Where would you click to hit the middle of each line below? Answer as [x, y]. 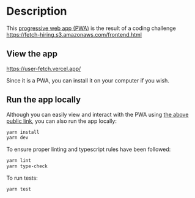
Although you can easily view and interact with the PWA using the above [97, 114]
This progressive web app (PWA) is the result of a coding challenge [91, 28]
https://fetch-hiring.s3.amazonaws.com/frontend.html [74, 34]
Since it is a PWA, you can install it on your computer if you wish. [88, 80]
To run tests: [22, 178]
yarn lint [19, 161]
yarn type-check [27, 166]
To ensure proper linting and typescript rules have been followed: [89, 149]
